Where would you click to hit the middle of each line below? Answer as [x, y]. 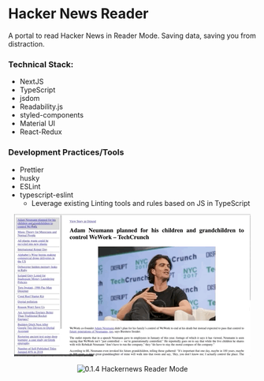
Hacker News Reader [78, 14]
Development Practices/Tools [66, 152]
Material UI [37, 124]
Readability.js [41, 106]
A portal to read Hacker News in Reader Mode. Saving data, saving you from [132, 35]
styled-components [52, 115]
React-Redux [41, 132]
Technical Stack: [41, 64]
